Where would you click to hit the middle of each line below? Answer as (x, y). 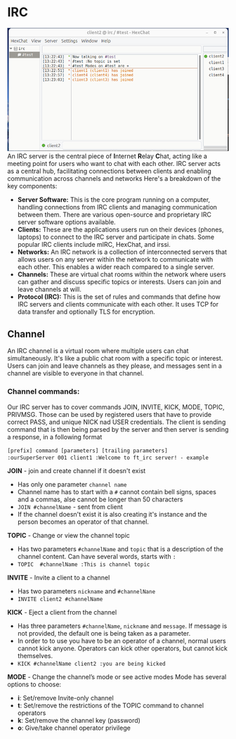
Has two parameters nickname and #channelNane (86, 591)
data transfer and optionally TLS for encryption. (86, 312)
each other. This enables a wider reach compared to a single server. (116, 267)
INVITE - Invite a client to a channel (59, 577)
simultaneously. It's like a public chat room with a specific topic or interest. (115, 359)
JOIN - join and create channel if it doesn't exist (77, 470)
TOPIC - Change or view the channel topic (68, 535)
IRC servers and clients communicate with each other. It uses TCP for (118, 304)
